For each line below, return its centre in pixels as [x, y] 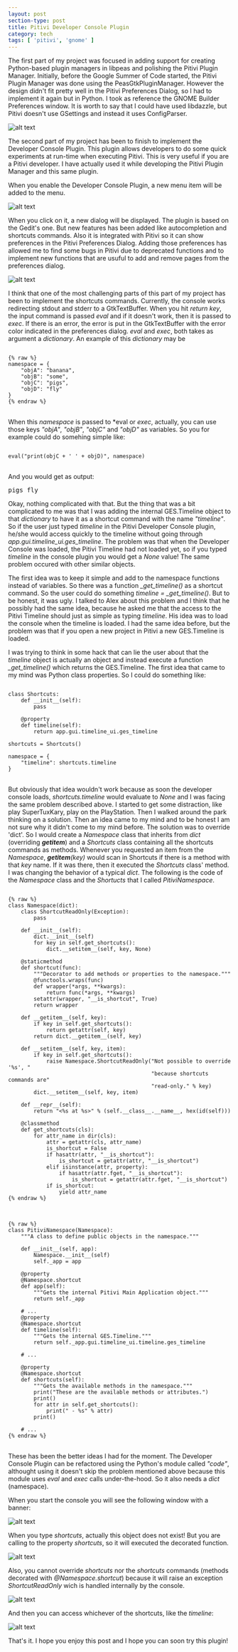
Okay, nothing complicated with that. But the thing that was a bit [102, 504]
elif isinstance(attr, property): [97, 1167]
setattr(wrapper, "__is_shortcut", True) [96, 999]
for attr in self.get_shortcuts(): [86, 1405]
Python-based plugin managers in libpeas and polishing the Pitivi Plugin [113, 68]
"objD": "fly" [42, 389]
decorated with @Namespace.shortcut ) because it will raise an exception [115, 1578]
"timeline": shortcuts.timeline [69, 763]
